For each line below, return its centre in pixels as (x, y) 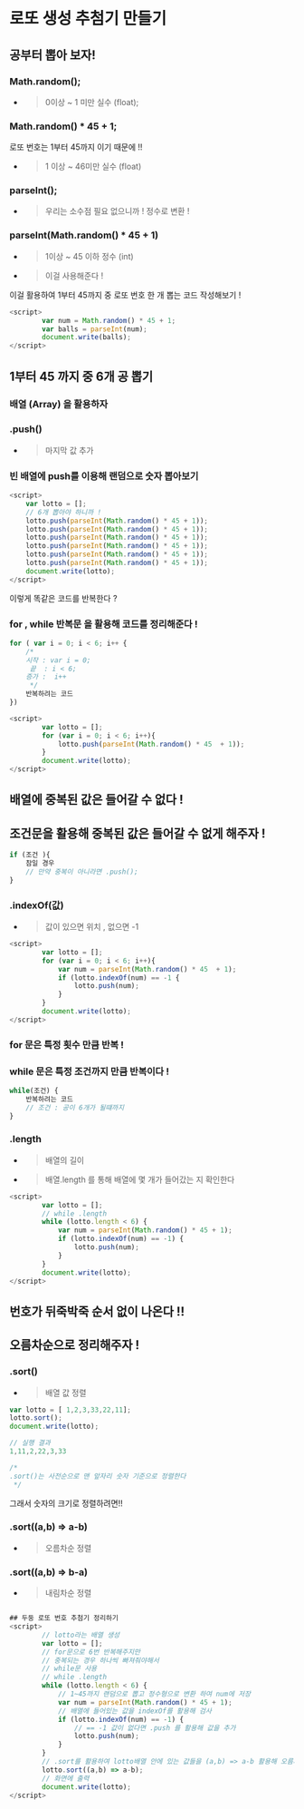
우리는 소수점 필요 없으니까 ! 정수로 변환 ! (117, 211)
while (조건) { (34, 1091)
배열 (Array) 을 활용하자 (59, 405)
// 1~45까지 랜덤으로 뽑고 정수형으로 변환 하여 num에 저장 (154, 1694)
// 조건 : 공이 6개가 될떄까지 (75, 1108)
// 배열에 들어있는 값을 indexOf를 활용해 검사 (135, 1711)
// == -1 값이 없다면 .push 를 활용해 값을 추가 (155, 1728)
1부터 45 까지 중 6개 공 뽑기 (81, 376)
